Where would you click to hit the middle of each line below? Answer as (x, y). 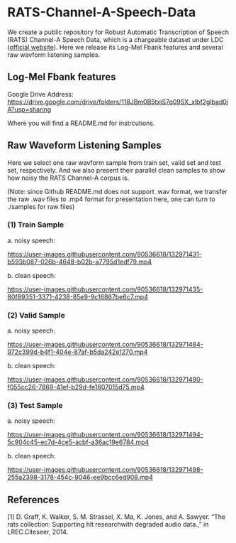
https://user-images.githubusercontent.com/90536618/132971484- (105, 345)
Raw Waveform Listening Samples (84, 145)
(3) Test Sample (35, 406)
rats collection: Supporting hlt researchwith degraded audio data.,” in (108, 525)
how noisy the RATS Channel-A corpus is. (68, 178)
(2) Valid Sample (36, 315)
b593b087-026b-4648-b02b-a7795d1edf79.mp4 (80, 262)
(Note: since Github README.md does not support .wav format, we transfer (118, 191)
